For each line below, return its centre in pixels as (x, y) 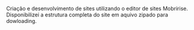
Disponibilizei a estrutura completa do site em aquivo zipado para (87, 15)
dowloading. (22, 21)
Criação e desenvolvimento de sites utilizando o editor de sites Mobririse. (97, 9)
